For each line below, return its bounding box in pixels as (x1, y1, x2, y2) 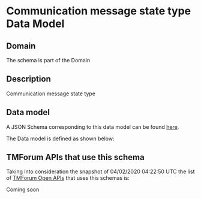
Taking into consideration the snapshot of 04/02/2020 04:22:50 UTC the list (6, 168, 195, 175)
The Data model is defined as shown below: (6, 135, 115, 142)
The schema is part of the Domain (6, 57, 91, 64)
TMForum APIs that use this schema (6, 152, 145, 162)
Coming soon (6, 186, 40, 193)
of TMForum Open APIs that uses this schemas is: (6, 174, 130, 182)
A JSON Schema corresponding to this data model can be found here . (6, 123, 179, 130)
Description (6, 74, 51, 85)
